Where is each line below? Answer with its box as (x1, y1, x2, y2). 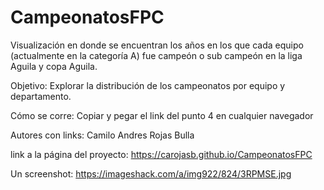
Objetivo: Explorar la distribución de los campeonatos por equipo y (10, 79, 286, 91)
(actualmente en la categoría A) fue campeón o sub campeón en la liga (10, 49, 303, 61)
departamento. (10, 90, 72, 102)
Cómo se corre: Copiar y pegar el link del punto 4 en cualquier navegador (10, 109, 314, 121)
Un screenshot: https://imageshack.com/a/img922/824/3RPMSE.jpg (10, 167, 292, 180)
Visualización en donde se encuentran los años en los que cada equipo (10, 39, 304, 51)
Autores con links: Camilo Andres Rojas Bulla (10, 129, 195, 141)
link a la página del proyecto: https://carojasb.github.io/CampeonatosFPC (10, 148, 313, 160)
